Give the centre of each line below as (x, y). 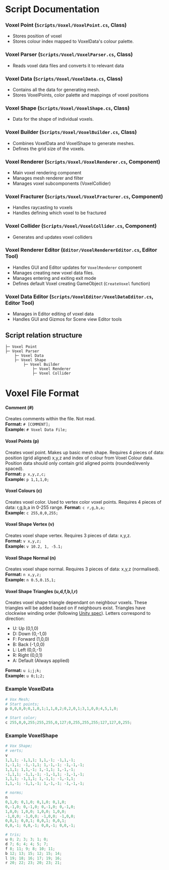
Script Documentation (52, 9)
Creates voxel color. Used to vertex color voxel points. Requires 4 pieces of (83, 502)
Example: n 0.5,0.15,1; (31, 580)
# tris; (13, 835)
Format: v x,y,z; (23, 541)
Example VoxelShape (32, 735)
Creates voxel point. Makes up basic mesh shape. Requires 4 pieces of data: (85, 452)
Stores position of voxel (37, 36)
